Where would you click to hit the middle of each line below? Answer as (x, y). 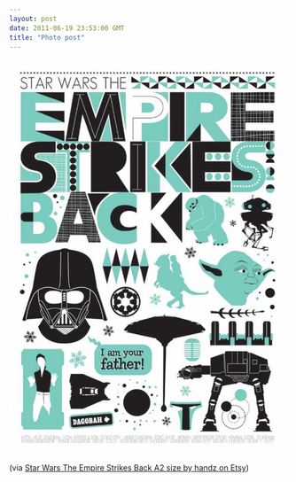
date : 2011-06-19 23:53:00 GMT (67, 28)
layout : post (33, 19)
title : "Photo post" (47, 37)
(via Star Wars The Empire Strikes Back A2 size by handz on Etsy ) (129, 468)
